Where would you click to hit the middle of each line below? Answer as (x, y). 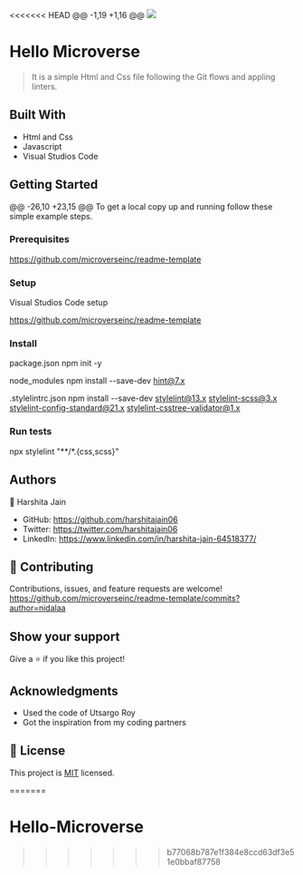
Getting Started (54, 185)
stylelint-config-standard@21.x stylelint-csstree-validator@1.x (125, 408)
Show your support (65, 636)
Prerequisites (39, 239)
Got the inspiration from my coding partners (104, 722)
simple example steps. (51, 216)
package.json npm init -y (56, 364)
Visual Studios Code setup (59, 303)
